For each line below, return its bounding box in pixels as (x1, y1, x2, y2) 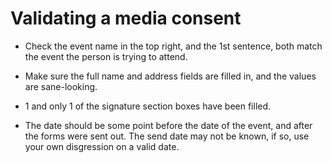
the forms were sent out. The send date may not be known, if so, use (24, 130, 310, 142)
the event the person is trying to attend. (24, 50, 188, 62)
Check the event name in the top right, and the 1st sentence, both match (24, 40, 323, 52)
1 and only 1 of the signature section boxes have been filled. (24, 100, 272, 112)
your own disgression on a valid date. (24, 140, 180, 152)
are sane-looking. (24, 80, 98, 92)
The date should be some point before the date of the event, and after (24, 119, 313, 131)
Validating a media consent (10, 7, 242, 30)
